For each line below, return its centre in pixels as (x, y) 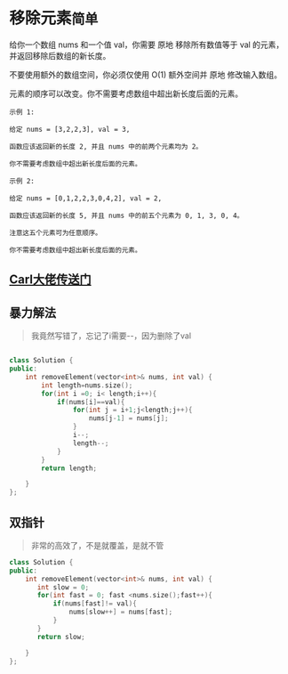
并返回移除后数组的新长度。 (60, 55)
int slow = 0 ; (63, 587)
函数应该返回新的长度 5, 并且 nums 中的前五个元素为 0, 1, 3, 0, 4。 (127, 215)
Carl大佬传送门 (50, 280)
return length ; (69, 468)
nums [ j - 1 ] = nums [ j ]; (128, 418)
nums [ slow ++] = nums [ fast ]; (121, 612)
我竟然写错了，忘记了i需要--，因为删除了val (111, 336)
